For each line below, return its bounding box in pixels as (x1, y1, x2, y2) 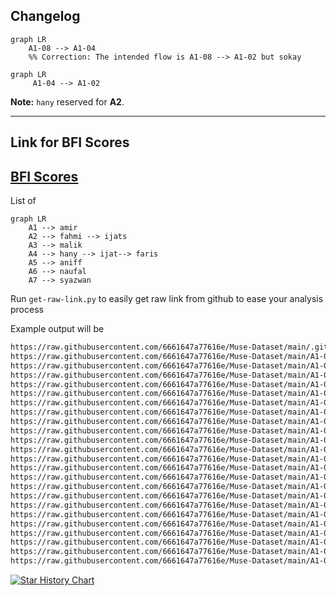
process (10, 304, 44, 316)
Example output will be (10, 323, 105, 335)
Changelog (10, 8, 81, 25)
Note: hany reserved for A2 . (10, 95, 125, 108)
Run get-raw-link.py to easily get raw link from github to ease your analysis (10, 293, 324, 305)
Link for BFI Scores (10, 134, 130, 151)
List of (10, 195, 37, 207)
